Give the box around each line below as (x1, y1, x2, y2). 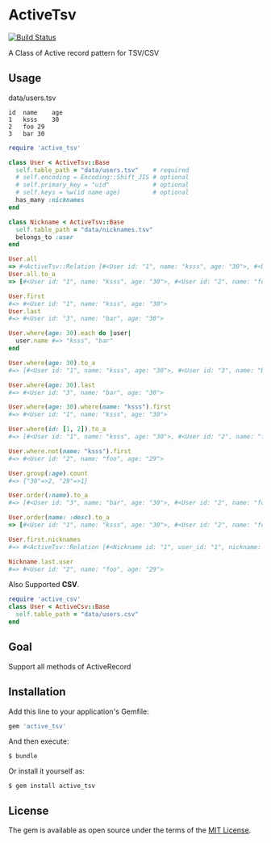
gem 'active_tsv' (8, 722, 67, 730)
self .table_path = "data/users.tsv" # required (15, 166, 190, 174)
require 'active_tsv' (8, 144, 81, 152)
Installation (8, 685, 66, 699)
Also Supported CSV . (8, 580, 80, 589)
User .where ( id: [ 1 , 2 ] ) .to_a (8, 426, 106, 434)
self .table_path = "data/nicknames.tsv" (15, 225, 153, 233)
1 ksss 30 (8, 115, 60, 124)
